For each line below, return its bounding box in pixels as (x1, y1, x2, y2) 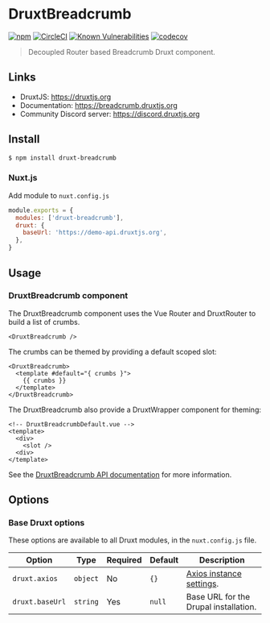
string (73, 597, 99, 607)
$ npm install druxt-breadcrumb (8, 154, 117, 162)
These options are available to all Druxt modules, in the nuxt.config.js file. (8, 535, 257, 545)
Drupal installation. (186, 601, 257, 613)
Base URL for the (186, 592, 251, 603)
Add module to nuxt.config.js (8, 190, 110, 200)
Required (106, 554, 142, 566)
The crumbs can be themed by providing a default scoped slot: (8, 347, 217, 356)
